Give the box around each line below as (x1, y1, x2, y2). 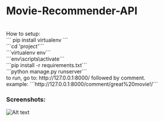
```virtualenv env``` (6, 49, 52, 56)
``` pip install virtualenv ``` (6, 36, 68, 43)
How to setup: (6, 30, 40, 37)
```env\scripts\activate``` (6, 55, 65, 62)
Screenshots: (6, 95, 46, 103)
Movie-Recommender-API (6, 4, 138, 18)
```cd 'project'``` (6, 43, 44, 50)
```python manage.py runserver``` (6, 68, 87, 75)
